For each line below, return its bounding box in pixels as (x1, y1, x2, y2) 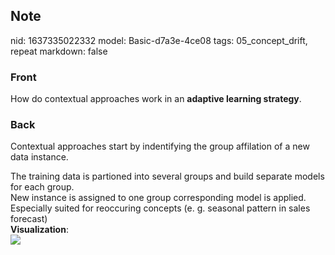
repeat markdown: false (10, 45, 108, 57)
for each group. (10, 181, 75, 193)
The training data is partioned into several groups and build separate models (10, 170, 325, 183)
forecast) (10, 213, 48, 225)
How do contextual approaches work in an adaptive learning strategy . (10, 93, 302, 105)
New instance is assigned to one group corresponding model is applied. (10, 192, 307, 204)
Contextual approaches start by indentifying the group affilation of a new (10, 140, 310, 153)
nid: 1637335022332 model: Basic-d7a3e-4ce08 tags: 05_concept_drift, (10, 34, 308, 46)
